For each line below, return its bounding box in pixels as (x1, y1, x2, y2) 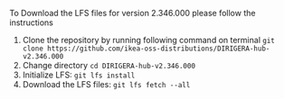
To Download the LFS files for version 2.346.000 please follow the (9, 8, 256, 18)
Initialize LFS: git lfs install (22, 69, 136, 80)
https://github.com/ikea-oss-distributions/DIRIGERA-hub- (46, 44, 270, 53)
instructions (9, 17, 54, 28)
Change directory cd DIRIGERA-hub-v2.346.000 (22, 60, 196, 70)
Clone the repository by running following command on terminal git (22, 35, 276, 45)
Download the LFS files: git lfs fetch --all (22, 79, 191, 89)
